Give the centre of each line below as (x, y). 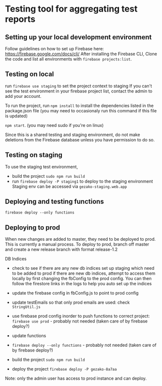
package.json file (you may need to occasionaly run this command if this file (81, 110)
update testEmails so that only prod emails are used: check (71, 302)
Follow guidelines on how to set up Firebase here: (54, 49)
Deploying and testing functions (54, 202)
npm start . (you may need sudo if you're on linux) (54, 125)
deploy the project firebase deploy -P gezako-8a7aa (64, 369)
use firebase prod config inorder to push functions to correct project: (81, 316)
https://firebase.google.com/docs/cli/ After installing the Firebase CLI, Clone (81, 54)
